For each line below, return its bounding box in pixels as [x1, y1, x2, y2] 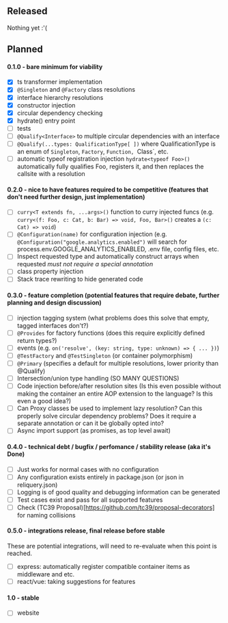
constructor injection [16, 101, 76, 109]
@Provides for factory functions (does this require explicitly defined [16, 329, 205, 337]
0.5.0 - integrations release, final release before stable [7, 526, 165, 535]
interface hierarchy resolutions [16, 93, 104, 101]
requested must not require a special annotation [16, 260, 154, 268]
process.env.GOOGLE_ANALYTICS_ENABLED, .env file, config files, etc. [16, 245, 220, 253]
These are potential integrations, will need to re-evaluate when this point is [7, 542, 217, 550]
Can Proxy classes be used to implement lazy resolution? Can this [16, 404, 203, 413]
